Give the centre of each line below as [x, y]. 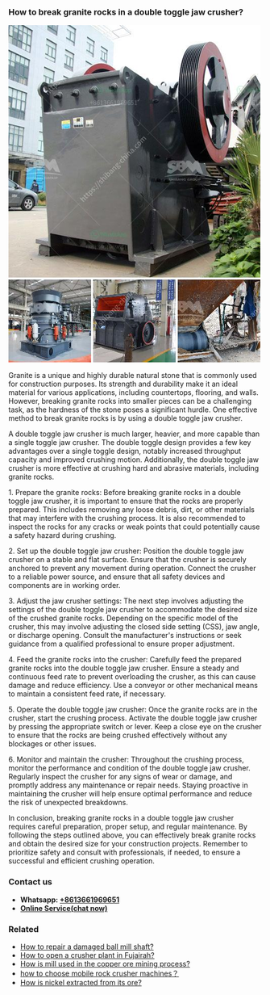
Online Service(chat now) [64, 908]
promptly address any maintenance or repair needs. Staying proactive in [128, 785]
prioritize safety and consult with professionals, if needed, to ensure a [125, 852]
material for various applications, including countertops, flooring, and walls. [134, 393]
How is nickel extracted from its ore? [81, 982]
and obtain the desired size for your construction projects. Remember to [128, 844]
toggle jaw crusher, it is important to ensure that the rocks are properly [126, 501]
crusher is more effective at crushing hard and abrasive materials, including [134, 468]
